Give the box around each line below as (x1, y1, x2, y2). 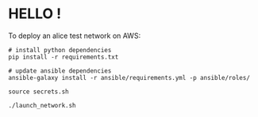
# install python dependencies (8, 46, 112, 54)
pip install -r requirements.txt (8, 53, 119, 61)
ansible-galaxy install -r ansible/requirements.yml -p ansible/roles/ (8, 74, 250, 81)
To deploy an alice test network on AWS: (8, 31, 141, 40)
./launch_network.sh (8, 101, 77, 109)
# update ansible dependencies (8, 66, 112, 75)
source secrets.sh (8, 88, 69, 96)
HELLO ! (8, 5, 62, 23)
